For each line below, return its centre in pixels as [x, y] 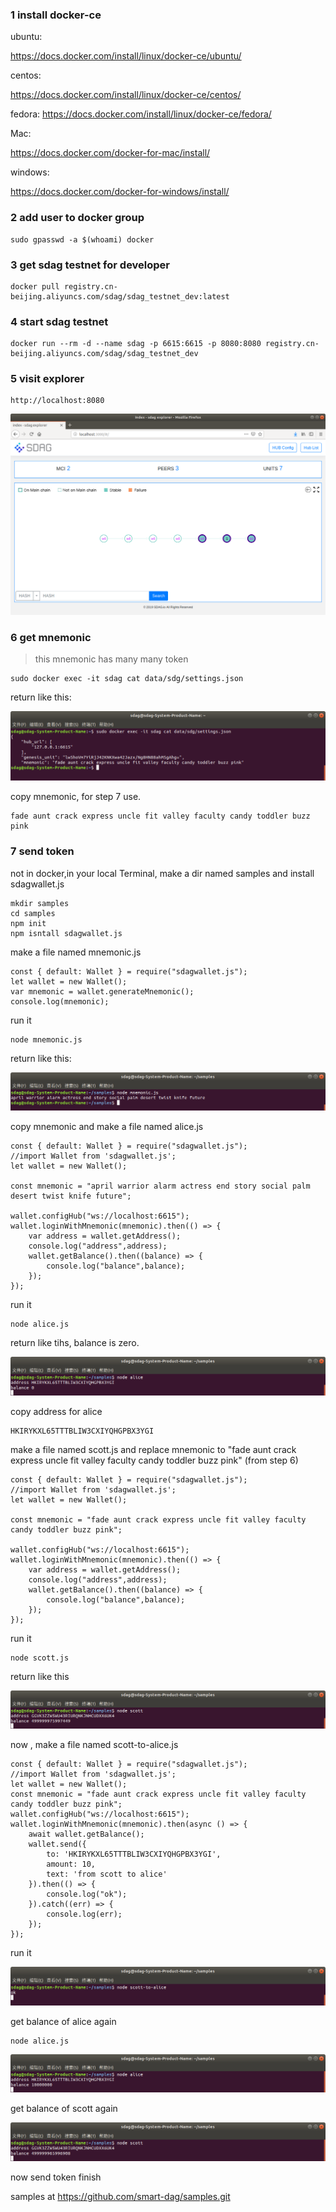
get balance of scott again [64, 2109]
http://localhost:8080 [57, 401]
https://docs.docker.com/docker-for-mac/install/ [110, 153]
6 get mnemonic [51, 637]
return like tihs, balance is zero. [75, 1343]
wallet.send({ [57, 1844]
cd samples [33, 913]
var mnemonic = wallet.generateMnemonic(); [102, 991]
